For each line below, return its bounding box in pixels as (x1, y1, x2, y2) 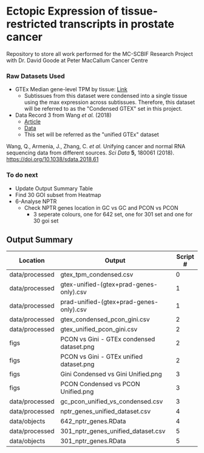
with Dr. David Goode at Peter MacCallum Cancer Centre (6, 57, 148, 64)
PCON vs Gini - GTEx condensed (60, 335, 155, 344)
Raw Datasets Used (6, 72, 65, 80)
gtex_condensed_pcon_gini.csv (60, 315, 150, 323)
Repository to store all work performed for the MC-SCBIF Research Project (6, 50, 193, 57)
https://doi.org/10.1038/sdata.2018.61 (6, 156, 99, 163)
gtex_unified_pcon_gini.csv (60, 325, 138, 334)
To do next (6, 171, 38, 179)
